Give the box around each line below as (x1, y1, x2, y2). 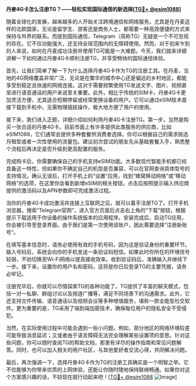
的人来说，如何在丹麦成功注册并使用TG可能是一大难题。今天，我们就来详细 (6, 47, 187, 54)
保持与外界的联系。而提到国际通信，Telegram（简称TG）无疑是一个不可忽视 (6, 33, 189, 40)
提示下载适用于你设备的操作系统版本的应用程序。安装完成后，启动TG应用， (6, 214, 187, 221)
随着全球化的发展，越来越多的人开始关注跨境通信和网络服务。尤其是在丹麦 (6, 18, 185, 25)
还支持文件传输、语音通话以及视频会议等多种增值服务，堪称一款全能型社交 (6, 298, 185, 304)
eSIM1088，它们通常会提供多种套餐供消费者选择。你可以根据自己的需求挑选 (6, 131, 188, 137)
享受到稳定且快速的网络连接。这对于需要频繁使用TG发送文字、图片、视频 (6, 82, 182, 88)
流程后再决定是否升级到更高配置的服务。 (10, 146, 108, 152)
